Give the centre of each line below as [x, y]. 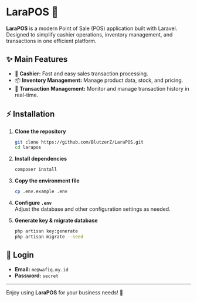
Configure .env [33, 203]
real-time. [26, 95]
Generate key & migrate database [56, 221]
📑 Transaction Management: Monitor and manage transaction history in [102, 88]
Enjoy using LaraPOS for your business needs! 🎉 [64, 292]
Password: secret [36, 276]
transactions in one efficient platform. [51, 41]
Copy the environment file [47, 181]
